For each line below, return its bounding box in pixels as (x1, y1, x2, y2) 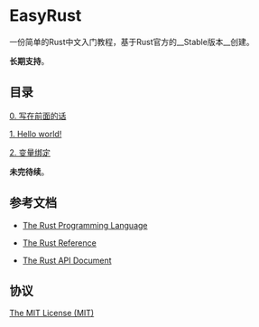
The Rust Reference (22, 237, 97, 248)
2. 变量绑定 (9, 146, 51, 158)
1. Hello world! (9, 128, 62, 139)
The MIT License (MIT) (9, 308, 95, 319)
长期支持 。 (9, 55, 50, 66)
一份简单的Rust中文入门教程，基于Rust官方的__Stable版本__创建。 (9, 36, 254, 47)
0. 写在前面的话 (9, 110, 67, 121)
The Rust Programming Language (22, 220, 148, 230)
